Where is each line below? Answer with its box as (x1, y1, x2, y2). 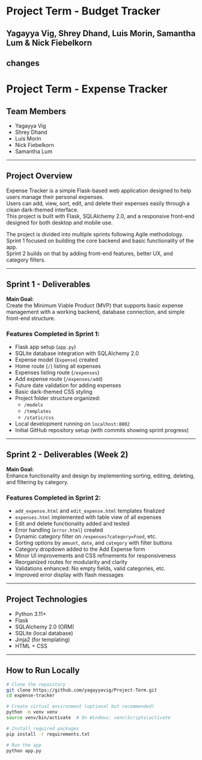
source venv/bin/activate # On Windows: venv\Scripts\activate (6, 715, 171, 721)
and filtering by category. (6, 478, 69, 486)
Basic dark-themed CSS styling (14, 388, 93, 395)
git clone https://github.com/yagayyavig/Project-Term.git (6, 687, 158, 693)
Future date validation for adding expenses (14, 382, 121, 389)
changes (6, 58, 40, 68)
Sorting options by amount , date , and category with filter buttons (14, 539, 173, 546)
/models (23, 402, 43, 408)
